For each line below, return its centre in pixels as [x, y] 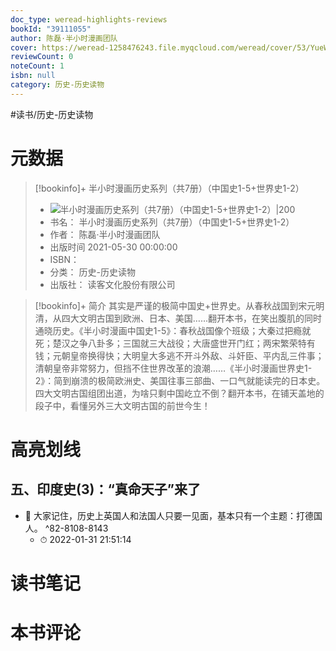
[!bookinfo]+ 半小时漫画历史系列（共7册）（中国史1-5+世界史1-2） [169, 188]
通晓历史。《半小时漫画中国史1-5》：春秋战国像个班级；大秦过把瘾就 [173, 330]
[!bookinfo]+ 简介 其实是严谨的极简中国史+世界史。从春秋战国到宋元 [175, 305]
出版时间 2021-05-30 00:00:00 [113, 247]
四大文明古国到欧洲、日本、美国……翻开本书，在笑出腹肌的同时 [191, 318]
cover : [24, 47]
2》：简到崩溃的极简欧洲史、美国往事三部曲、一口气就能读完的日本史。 [180, 380]
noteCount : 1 [37, 66]
